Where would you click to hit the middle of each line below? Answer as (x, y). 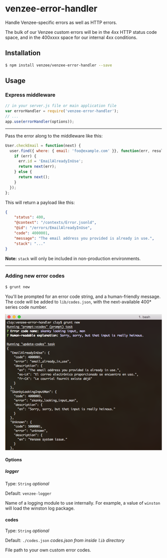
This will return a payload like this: (40, 202)
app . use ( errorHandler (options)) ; (40, 122)
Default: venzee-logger (28, 493)
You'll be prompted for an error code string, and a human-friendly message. (83, 296)
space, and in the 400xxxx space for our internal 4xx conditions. (71, 37)
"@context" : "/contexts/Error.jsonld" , (55, 223)
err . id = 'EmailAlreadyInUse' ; (51, 161)
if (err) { (25, 156)
